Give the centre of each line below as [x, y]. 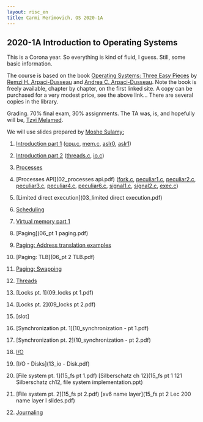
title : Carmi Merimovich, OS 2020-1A [55, 18]
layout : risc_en [28, 12]
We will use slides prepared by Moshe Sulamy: [66, 132]
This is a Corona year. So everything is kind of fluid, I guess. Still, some [96, 57]
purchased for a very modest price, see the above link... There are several [100, 95]
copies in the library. [33, 102]
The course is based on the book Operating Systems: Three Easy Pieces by [102, 76]
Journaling [29, 413]
